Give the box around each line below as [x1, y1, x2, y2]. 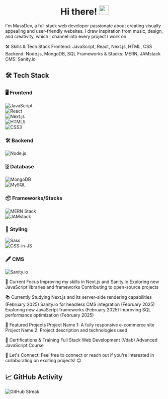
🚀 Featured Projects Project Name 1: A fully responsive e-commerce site [5, 322, 155, 328]
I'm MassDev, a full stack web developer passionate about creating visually [5, 23, 161, 29]
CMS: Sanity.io [5, 56, 36, 62]
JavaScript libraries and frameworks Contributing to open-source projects [5, 284, 159, 290]
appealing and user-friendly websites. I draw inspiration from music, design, [5, 28, 163, 34]
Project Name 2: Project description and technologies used [5, 327, 128, 334]
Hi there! [60, 6, 97, 18]
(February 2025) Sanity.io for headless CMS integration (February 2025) [5, 301, 155, 307]
